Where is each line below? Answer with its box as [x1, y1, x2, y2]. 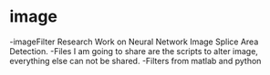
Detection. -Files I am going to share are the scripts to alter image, [9, 45, 258, 56]
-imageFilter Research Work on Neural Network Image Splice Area [9, 36, 259, 47]
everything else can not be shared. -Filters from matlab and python [9, 55, 262, 66]
